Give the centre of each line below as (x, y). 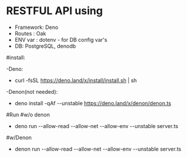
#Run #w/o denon (28, 115)
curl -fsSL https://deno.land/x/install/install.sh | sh (76, 80)
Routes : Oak (30, 33)
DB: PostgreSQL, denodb (45, 46)
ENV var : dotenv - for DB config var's (61, 40)
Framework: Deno (36, 27)
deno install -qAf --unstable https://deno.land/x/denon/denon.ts (93, 103)
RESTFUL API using (54, 11)
